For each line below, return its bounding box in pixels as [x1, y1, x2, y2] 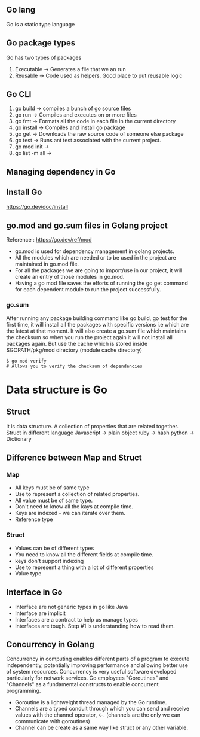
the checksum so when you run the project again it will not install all [6, 333, 173, 340]
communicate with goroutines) [14, 718, 91, 725]
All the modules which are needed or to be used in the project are [14, 254, 176, 261]
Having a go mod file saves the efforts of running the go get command [14, 279, 188, 287]
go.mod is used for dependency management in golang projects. [14, 248, 174, 255]
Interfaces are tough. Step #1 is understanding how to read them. [14, 622, 175, 629]
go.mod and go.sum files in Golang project [6, 221, 168, 231]
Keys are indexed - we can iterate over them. [14, 510, 125, 517]
